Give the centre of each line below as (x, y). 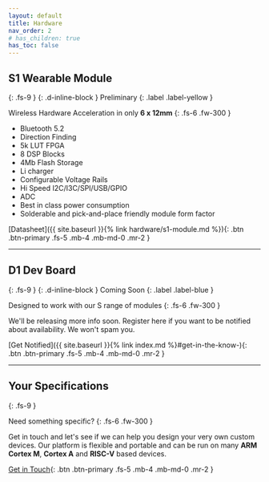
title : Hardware (35, 23)
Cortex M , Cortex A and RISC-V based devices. (87, 453)
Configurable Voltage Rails (64, 179)
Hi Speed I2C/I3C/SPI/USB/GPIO (74, 188)
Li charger (37, 171)
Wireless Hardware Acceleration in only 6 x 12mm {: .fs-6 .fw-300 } (120, 112)
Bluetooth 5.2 (42, 128)
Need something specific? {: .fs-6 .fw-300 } (81, 421)
